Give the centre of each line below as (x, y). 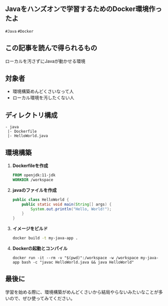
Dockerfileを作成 (30, 166)
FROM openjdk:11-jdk (34, 175)
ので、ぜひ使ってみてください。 (42, 298)
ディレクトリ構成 (31, 115)
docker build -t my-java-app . (45, 238)
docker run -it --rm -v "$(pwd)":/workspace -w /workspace (75, 258)
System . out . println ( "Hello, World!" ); (71, 209)
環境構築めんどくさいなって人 (43, 92)
